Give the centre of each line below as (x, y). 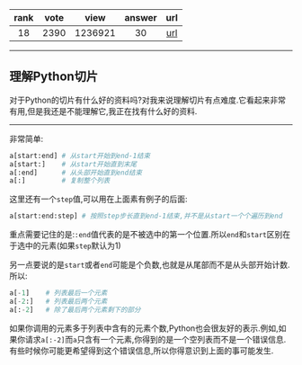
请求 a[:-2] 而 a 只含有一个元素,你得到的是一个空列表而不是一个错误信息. (155, 339)
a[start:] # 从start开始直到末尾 (73, 164)
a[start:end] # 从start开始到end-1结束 (80, 156)
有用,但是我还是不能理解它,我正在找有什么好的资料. (103, 111)
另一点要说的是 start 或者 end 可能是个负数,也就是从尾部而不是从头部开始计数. (150, 265)
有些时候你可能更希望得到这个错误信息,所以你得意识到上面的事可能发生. (142, 351)
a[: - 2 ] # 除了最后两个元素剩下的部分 (75, 309)
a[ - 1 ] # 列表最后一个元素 (58, 293)
